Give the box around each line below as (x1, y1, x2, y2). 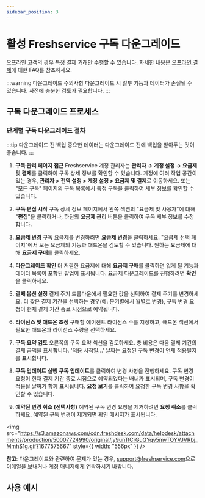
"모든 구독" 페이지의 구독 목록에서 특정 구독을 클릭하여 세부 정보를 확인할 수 (15, 185, 195, 192)
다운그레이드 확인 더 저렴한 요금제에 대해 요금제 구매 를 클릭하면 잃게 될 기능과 (15, 262, 199, 269)
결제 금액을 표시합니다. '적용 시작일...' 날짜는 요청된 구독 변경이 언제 (15, 346, 176, 354)
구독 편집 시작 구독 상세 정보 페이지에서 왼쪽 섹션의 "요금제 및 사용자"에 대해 (15, 205, 196, 213)
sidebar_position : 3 (6, 9, 59, 15)
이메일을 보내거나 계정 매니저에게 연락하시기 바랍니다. (6, 463, 134, 471)
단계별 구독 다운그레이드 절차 (6, 126, 86, 134)
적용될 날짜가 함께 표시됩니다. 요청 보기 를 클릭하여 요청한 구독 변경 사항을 (15, 383, 189, 390)
